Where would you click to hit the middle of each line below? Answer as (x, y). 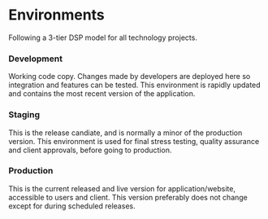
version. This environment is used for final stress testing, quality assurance (134, 141)
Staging (24, 115)
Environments (57, 15)
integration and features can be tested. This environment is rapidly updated (135, 85)
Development (36, 59)
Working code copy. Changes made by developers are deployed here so (130, 77)
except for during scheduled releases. (72, 206)
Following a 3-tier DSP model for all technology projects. (103, 37)
